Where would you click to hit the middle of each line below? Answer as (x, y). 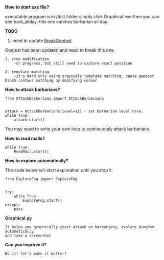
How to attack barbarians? (33, 89)
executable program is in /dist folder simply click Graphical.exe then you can (82, 16)
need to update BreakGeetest (42, 41)
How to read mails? (25, 138)
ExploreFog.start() (43, 200)
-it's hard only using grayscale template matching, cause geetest (84, 76)
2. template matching (27, 72)
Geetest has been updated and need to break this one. (60, 50)
